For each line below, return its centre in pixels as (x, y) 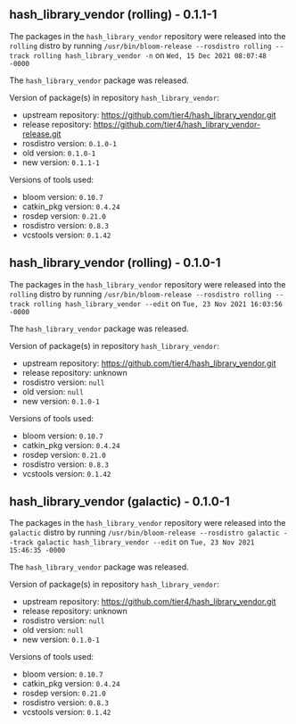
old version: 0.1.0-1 (59, 153)
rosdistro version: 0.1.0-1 (70, 143)
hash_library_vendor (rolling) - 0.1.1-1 (113, 15)
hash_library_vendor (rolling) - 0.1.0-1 (115, 263)
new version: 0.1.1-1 (61, 162)
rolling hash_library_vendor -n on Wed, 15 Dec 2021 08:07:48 (150, 55)
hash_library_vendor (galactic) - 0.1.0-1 (119, 502)
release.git (41, 134)
